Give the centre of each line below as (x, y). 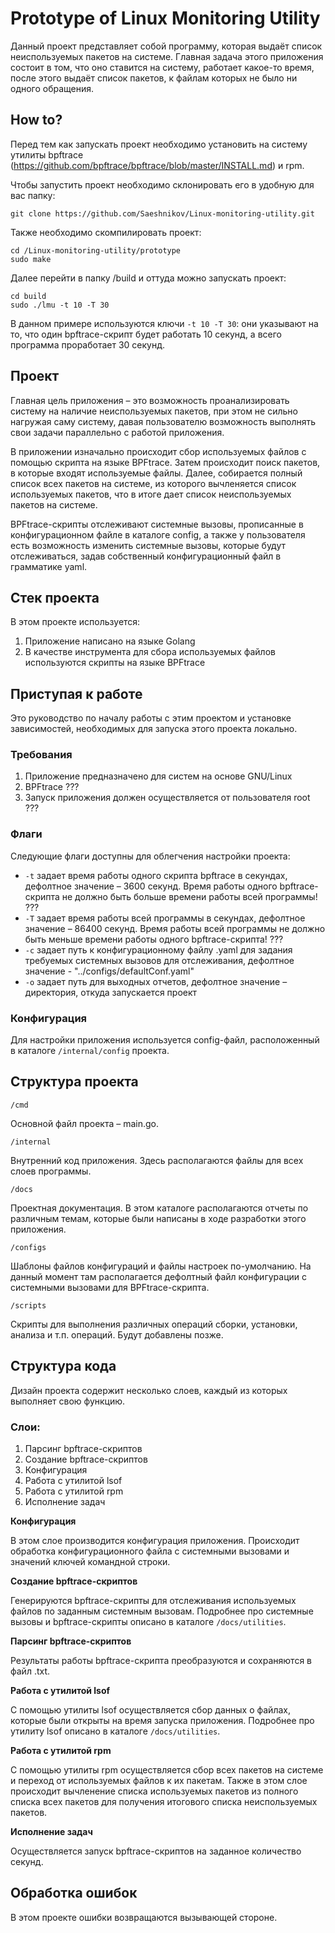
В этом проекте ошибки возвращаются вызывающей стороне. (144, 1917)
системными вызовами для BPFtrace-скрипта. (110, 1287)
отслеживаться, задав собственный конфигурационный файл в (146, 556)
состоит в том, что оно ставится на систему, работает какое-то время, (162, 67)
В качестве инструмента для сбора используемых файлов (150, 652)
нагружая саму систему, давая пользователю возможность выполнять (163, 421)
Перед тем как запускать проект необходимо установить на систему (159, 144)
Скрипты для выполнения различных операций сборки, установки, (154, 1324)
